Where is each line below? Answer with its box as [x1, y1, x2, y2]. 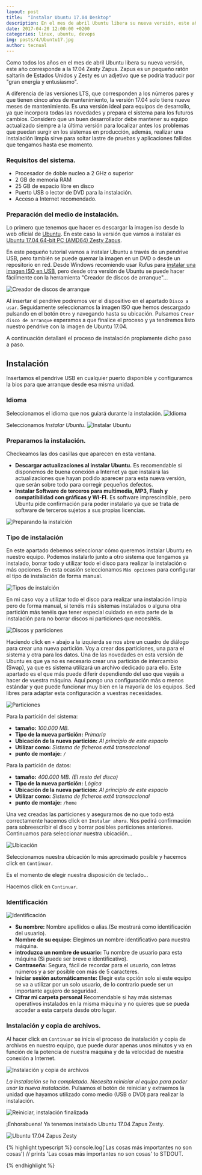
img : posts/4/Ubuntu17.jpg [6, 37, 74, 43]
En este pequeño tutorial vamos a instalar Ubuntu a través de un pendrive [6, 248, 189, 256]
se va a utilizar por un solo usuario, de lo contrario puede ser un [14, 981, 174, 988]
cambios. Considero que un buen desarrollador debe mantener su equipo [6, 115, 188, 122]
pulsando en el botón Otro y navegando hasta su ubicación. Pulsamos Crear [6, 310, 194, 317]
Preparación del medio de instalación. [6, 210, 119, 219]
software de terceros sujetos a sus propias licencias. [14, 506, 145, 514]
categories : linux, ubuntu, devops [6, 31, 96, 37]
